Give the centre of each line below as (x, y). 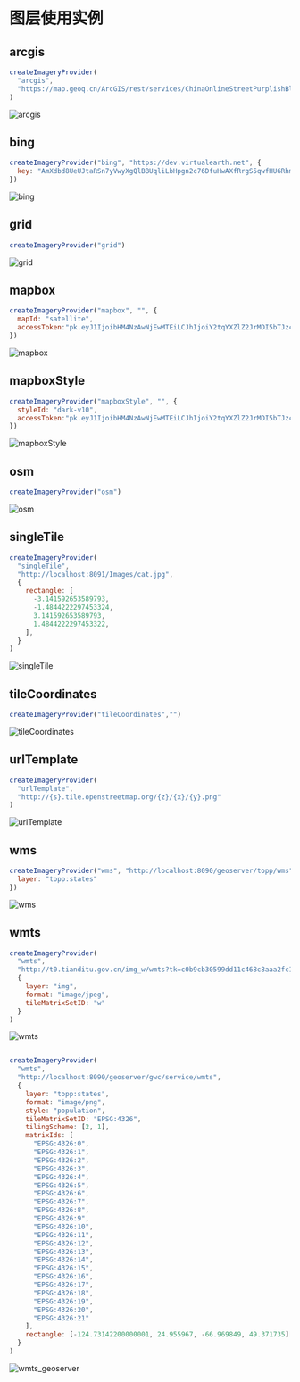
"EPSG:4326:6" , (61, 1194)
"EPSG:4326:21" (61, 1318)
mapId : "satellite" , (55, 319)
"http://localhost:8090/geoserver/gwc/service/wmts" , (119, 1078)
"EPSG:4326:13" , (63, 1252)
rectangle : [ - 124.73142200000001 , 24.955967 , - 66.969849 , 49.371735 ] (158, 1335)
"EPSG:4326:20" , (63, 1310)
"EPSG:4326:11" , (63, 1235)
